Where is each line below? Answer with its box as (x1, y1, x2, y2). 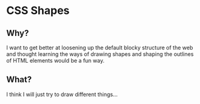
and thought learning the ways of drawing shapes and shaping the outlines (6, 50, 194, 58)
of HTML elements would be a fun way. (6, 57, 105, 64)
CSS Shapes (6, 4, 70, 18)
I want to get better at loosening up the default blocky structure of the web (6, 44, 193, 51)
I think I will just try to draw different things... (6, 91, 118, 98)
